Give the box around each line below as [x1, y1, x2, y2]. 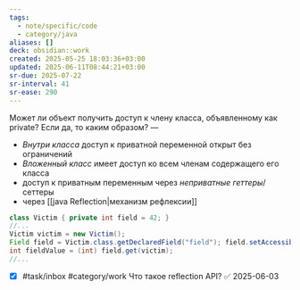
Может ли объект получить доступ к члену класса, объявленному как [9, 112, 279, 123]
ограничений [21, 148, 73, 159]
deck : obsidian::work [9, 46, 90, 55]
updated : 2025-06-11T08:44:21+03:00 [9, 63, 146, 72]
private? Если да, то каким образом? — [9, 121, 159, 132]
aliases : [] [9, 37, 54, 47]
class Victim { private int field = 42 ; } [9, 213, 170, 222]
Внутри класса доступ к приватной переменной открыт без [21, 139, 252, 150]
